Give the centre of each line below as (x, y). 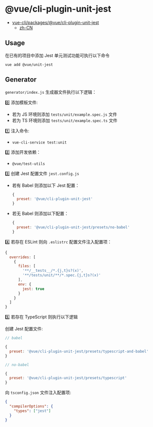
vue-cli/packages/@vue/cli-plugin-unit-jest (55, 22)
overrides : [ (23, 257)
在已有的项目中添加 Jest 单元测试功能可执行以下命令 (57, 55)
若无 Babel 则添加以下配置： (40, 214)
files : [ (27, 266)
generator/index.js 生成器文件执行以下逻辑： (51, 92)
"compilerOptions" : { (31, 407)
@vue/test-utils (28, 164)
